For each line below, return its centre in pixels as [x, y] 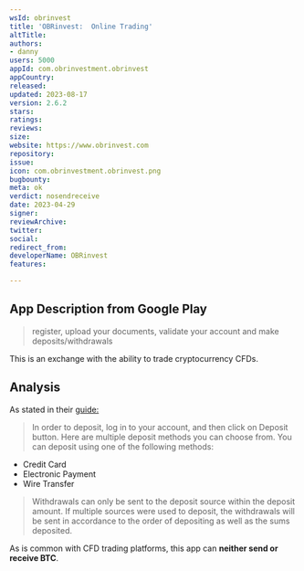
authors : [26, 43]
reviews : [26, 129]
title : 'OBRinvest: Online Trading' [81, 26]
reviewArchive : [38, 222]
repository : [32, 153]
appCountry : [32, 78]
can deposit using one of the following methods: [123, 446]
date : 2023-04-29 [42, 205]
